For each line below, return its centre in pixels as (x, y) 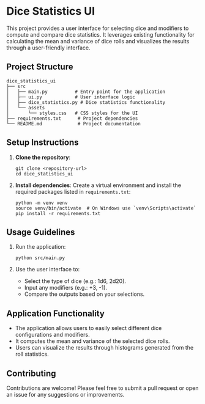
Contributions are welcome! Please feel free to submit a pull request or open (102, 388)
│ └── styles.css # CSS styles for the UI (72, 113)
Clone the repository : (43, 157)
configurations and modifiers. (52, 335)
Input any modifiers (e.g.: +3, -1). (66, 288)
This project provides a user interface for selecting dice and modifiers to (98, 28)
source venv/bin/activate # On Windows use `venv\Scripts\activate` (106, 208)
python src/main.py (40, 258)
